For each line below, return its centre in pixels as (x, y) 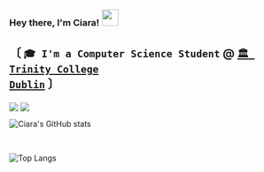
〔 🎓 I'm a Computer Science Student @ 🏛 (129, 53)
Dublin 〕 (35, 84)
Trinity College (54, 69)
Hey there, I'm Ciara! (54, 22)
